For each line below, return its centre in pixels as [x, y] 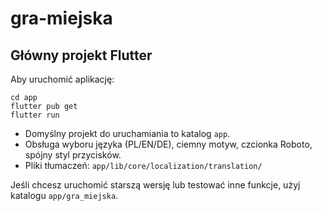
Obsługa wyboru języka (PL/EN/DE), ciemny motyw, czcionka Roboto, [168, 144]
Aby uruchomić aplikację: [62, 79]
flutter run [35, 115]
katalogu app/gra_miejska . [64, 195]
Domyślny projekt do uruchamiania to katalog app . [127, 133]
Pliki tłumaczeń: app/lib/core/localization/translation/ [143, 165]
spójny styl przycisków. [73, 155]
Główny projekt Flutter [81, 55]
